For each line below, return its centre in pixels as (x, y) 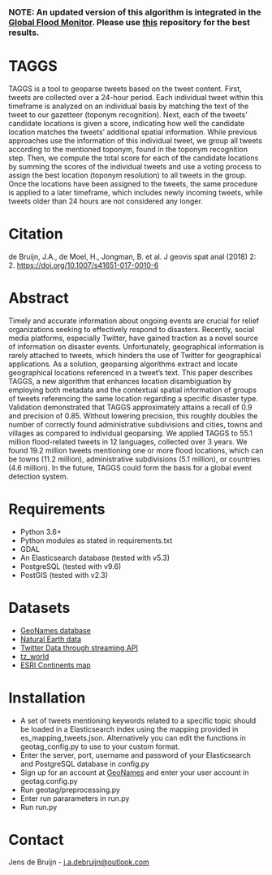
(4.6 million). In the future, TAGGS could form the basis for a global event (130, 467)
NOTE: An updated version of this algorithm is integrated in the (135, 12)
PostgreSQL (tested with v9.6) (71, 566)
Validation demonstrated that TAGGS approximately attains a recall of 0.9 (130, 407)
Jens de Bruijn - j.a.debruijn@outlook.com (79, 862)
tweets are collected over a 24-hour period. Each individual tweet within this (136, 97)
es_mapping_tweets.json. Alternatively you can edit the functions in (133, 737)
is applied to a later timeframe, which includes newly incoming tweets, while (136, 192)
